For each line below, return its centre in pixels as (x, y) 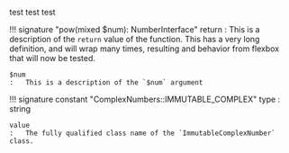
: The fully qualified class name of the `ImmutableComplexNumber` (143, 133)
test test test (32, 12)
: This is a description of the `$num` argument (106, 83)
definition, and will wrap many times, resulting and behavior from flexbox (144, 49)
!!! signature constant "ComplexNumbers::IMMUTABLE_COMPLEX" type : (145, 99)
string (20, 109)
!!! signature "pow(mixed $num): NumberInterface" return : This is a (135, 29)
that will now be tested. (53, 58)
